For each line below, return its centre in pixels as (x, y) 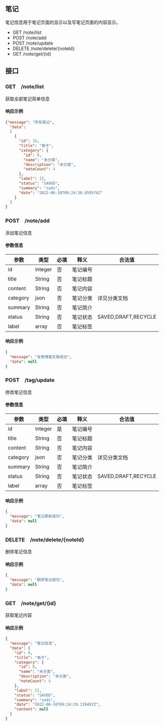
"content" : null (32, 709)
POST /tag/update (30, 380)
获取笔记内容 (18, 615)
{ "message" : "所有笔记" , (30, 122)
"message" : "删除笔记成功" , (37, 580)
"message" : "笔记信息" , (33, 644)
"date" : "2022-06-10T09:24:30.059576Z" (60, 193)
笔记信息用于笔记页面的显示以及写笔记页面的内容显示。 (63, 22)
